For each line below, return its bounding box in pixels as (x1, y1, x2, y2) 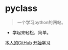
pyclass (5, 3, 38, 14)
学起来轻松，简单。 (12, 29, 51, 35)
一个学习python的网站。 (17, 19, 66, 25)
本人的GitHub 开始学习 (5, 39, 50, 46)
